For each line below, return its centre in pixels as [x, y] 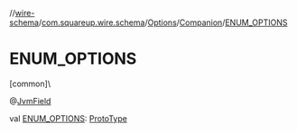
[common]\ [30, 84]
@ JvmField [30, 101]
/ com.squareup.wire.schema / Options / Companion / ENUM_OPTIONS [163, 22]
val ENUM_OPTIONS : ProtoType [69, 118]
